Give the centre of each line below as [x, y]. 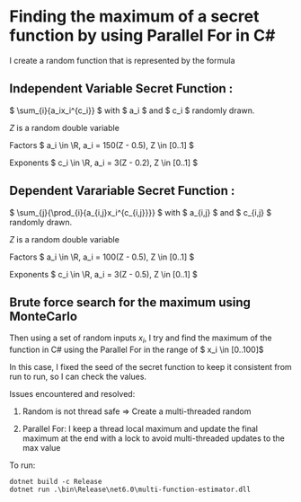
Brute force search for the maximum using [130, 302]
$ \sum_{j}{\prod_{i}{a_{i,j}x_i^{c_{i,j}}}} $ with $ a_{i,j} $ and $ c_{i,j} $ [141, 212]
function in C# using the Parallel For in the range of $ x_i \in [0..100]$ [137, 350]
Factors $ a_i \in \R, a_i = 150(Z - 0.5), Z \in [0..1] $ [102, 145]
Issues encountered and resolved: [72, 394]
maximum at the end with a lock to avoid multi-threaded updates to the [154, 438]
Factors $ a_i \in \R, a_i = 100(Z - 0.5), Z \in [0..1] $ [102, 257]
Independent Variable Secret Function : [121, 88]
